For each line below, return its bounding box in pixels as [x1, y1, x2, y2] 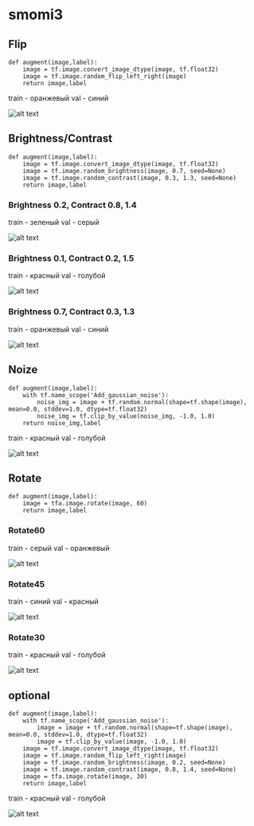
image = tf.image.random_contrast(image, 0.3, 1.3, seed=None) [22, 174, 237, 182]
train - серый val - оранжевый [8, 543, 110, 553]
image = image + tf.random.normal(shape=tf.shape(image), [37, 724, 233, 732]
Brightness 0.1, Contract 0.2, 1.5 [8, 253, 135, 264]
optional [8, 688, 50, 702]
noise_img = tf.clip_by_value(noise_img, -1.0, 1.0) [37, 412, 216, 420]
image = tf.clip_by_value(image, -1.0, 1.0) [37, 737, 187, 746]
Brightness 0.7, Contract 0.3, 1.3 [8, 306, 135, 317]
